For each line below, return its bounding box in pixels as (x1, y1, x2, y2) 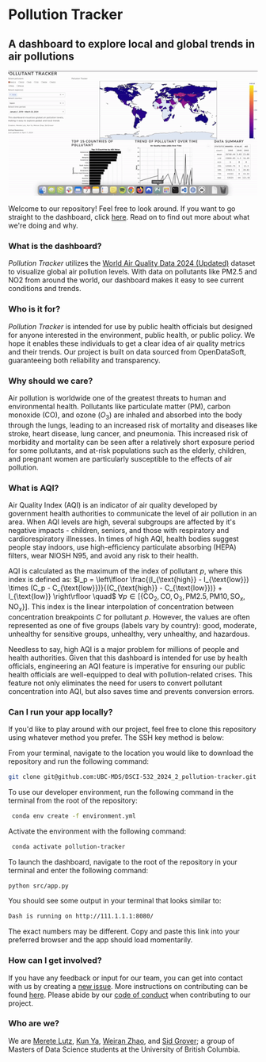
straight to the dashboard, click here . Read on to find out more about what (8, 213, 250, 221)
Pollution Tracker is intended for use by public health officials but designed (8, 321, 253, 331)
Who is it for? (8, 304, 61, 315)
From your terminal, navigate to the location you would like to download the (8, 748, 254, 757)
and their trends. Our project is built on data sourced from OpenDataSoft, (8, 347, 247, 356)
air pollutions (8, 49, 75, 63)
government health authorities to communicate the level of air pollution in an (8, 508, 257, 518)
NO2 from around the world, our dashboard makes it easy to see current (8, 275, 244, 285)
